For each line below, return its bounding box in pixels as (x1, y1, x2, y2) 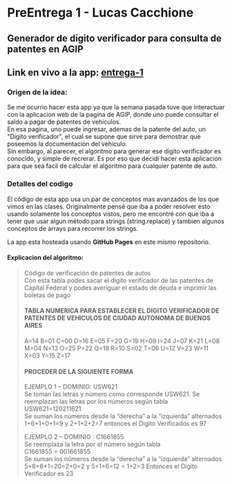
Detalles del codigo (7, 179, 73, 189)
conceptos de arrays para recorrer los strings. (7, 224, 138, 232)
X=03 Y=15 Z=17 (23, 351, 71, 360)
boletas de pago (23, 290, 71, 299)
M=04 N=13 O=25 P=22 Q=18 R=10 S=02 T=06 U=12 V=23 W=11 (23, 344, 209, 352)
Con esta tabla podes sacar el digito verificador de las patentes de (23, 276, 214, 284)
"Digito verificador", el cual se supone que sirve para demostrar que (7, 133, 202, 141)
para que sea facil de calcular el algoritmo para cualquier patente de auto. (7, 162, 217, 170)
